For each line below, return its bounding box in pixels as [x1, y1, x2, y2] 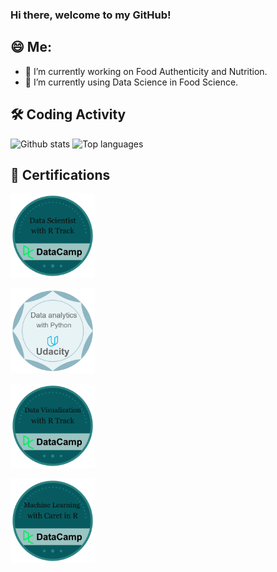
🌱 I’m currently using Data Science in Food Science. [24, 76, 239, 88]
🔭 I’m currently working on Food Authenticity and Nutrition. [24, 65, 268, 77]
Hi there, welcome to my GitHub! [10, 8, 172, 22]
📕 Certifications [10, 166, 111, 183]
